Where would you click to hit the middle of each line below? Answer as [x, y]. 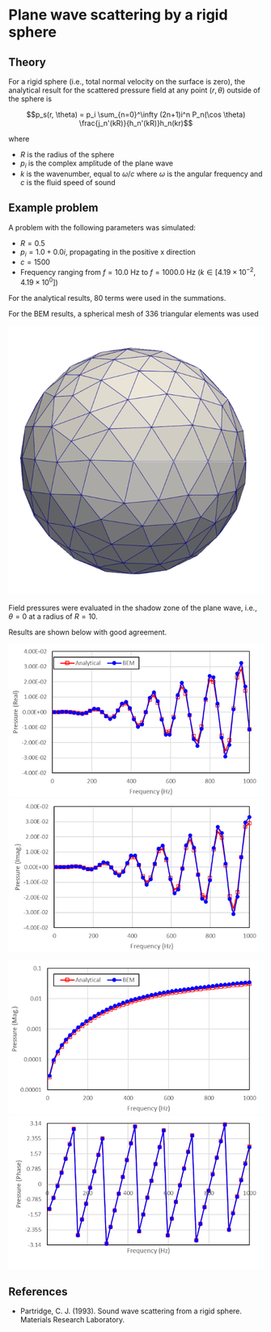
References [38, 1291]
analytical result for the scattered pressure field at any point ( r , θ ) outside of [134, 90]
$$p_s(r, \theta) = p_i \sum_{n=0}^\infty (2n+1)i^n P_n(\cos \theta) [136, 114]
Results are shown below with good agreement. [88, 632]
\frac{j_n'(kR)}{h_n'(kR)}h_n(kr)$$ [136, 123]
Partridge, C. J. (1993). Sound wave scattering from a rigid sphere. [131, 1311]
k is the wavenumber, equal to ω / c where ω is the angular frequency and [141, 174]
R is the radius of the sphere [67, 155]
